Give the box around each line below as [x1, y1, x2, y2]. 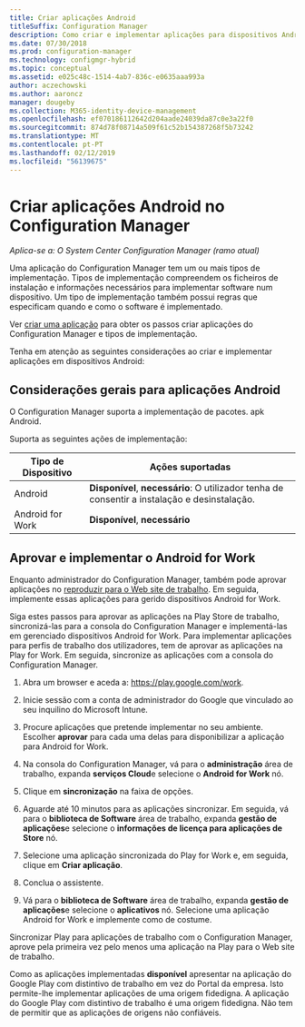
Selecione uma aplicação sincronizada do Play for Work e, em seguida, [22, 850, 289, 861]
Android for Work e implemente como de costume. [22, 914, 212, 925]
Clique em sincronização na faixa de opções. [22, 786, 193, 797]
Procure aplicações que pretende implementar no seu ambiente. [22, 722, 263, 733]
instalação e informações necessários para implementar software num [9, 282, 273, 293]
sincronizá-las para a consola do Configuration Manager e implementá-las [9, 621, 288, 632]
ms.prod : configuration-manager [9, 47, 132, 56]
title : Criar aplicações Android [9, 13, 136, 23]
